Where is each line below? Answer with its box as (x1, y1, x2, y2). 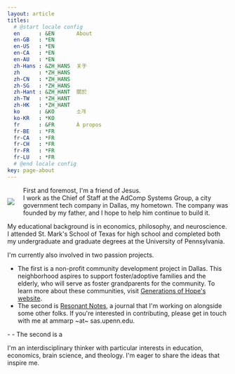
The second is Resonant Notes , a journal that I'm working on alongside (17, 301, 222, 309)
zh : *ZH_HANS (13, 69, 71, 76)
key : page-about (7, 166, 55, 174)
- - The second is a (7, 330, 63, 338)
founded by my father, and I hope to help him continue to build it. (23, 208, 210, 217)
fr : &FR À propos (13, 121, 102, 128)
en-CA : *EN (13, 50, 55, 57)
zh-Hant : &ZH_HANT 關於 (13, 88, 88, 95)
